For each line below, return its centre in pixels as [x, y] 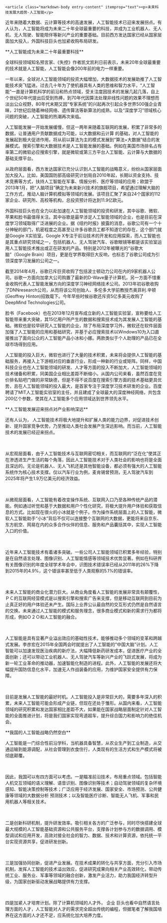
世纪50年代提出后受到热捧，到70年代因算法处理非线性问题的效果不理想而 [84, 98]
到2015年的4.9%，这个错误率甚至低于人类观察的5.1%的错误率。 [70, 571]
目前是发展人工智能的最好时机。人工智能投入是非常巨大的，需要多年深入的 [81, 697]
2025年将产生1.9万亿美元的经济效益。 [44, 478]
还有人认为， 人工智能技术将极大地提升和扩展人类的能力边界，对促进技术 [80, 420]
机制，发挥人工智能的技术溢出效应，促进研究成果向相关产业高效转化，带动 [81, 869]
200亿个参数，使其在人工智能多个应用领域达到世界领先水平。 [68, 399]
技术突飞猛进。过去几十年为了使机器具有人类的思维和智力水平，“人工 [80, 85]
